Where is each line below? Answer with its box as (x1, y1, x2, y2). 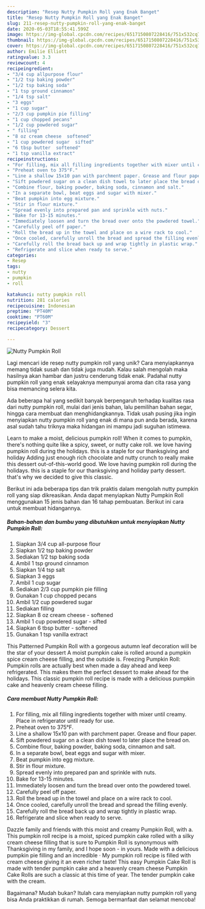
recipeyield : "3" (7, 320, 51, 326)
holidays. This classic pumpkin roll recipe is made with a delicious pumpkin (7, 675, 195, 682)
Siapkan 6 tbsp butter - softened (15, 624, 98, 632)
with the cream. (7, 877, 46, 885)
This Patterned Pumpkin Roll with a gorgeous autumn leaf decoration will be (7, 643, 197, 650)
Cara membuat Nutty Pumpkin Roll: (7, 695, 99, 703)
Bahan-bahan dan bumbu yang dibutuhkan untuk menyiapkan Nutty (7, 518, 185, 526)
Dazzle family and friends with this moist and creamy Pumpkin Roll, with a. (7, 826, 193, 833)
